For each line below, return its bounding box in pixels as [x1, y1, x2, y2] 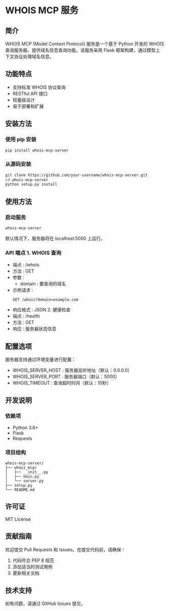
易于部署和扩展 [12, 103, 44, 109]
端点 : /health [12, 313, 40, 319]
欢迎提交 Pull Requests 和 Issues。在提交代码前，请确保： [5, 546, 126, 553]
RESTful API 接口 [12, 90, 48, 96]
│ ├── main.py [5, 474, 39, 479]
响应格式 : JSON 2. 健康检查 [12, 307, 71, 313]
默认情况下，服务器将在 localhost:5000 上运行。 [5, 235, 105, 241]
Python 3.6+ [12, 424, 39, 430]
